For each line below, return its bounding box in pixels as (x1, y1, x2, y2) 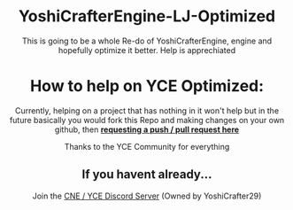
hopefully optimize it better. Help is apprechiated (58, 44, 236, 55)
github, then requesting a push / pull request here (54, 124, 240, 135)
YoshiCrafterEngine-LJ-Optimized (18, 6, 276, 27)
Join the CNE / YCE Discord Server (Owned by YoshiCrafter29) (32, 191, 262, 201)
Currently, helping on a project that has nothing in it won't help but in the (14, 105, 280, 116)
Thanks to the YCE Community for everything (64, 141, 230, 152)
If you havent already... (81, 167, 212, 183)
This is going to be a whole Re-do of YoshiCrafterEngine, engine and (21, 35, 273, 46)
